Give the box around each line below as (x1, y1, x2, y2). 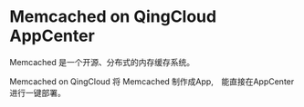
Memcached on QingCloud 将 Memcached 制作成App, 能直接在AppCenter (9, 75, 295, 87)
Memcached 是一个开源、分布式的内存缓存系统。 (9, 56, 195, 67)
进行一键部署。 (9, 87, 66, 98)
